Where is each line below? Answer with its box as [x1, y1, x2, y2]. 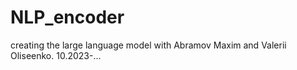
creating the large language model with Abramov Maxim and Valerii [10, 39, 287, 51]
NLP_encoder [10, 6, 125, 29]
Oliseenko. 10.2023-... [10, 49, 102, 61]
